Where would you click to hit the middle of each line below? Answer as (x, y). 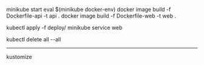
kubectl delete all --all (34, 39)
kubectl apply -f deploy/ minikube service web (64, 28)
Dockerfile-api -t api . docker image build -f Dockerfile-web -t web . (91, 16)
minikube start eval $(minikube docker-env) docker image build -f (89, 9)
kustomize (19, 57)
